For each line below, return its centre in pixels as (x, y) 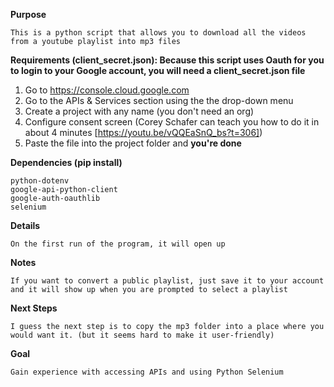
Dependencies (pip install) (66, 162)
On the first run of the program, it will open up (118, 244)
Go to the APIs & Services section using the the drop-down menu (159, 100)
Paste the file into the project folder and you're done (133, 143)
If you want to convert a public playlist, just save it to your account (167, 281)
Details (25, 225)
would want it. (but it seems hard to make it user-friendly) (142, 335)
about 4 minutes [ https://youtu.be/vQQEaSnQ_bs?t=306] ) (143, 132)
